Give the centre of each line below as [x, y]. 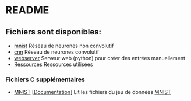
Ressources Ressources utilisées [53, 64]
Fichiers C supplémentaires [45, 79]
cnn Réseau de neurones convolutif [56, 52]
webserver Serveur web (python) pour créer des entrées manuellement [100, 58]
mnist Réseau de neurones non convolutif [64, 46]
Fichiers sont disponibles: [54, 32]
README [27, 10]
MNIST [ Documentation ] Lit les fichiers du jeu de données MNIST [92, 92]
